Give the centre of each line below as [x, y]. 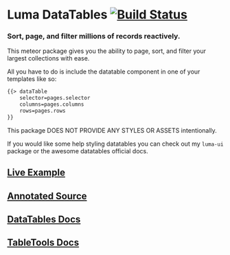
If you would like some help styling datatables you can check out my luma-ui [115, 144]
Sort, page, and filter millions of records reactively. [94, 36]
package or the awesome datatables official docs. [78, 151]
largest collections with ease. [48, 58]
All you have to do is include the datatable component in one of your [104, 71]
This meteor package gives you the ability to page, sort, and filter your [107, 51]
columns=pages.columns [52, 104]
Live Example [36, 173]
